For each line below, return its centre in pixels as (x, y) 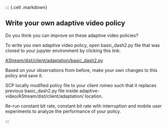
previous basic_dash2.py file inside (42, 91)
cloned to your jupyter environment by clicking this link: (63, 51)
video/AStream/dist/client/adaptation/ (45, 96)
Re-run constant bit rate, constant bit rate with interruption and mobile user (83, 106)
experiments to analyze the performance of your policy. (63, 111)
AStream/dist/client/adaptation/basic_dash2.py (54, 60)
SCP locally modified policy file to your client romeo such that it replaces (81, 85)
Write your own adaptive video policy (65, 23)
